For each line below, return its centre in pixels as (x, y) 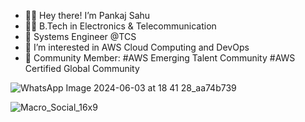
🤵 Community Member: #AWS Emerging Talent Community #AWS (160, 58)
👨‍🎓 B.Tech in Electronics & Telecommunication (120, 26)
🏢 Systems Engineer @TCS (80, 36)
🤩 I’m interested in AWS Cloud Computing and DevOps (137, 47)
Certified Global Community (82, 68)
